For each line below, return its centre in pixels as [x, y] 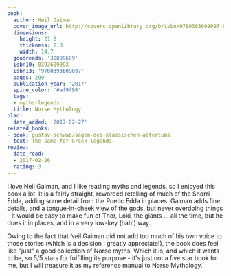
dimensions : [31, 33]
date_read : [29, 154]
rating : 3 [27, 166]
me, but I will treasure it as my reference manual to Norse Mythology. [105, 265]
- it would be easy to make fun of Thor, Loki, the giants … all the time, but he [115, 215]
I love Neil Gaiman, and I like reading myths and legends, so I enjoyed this [111, 186]
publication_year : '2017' [51, 84]
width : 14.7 [36, 52]
